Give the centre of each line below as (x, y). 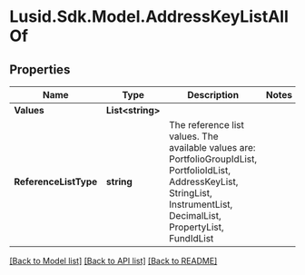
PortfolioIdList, (200, 170)
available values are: (212, 147)
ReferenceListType (56, 182)
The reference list (207, 125)
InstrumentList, (201, 204)
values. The (194, 136)
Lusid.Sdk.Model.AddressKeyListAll (149, 17)
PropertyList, (197, 227)
